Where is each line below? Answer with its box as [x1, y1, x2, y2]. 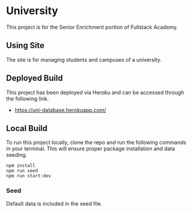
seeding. [6, 152, 28, 159]
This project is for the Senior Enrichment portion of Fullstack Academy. [6, 23, 178, 31]
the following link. [6, 95, 49, 102]
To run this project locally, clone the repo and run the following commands [6, 139, 187, 146]
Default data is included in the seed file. [6, 200, 102, 207]
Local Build [6, 123, 48, 133]
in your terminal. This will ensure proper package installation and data [6, 145, 176, 152]
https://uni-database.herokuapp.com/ [14, 106, 107, 113]
